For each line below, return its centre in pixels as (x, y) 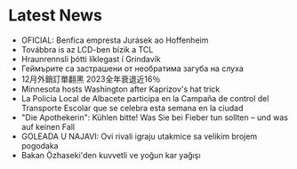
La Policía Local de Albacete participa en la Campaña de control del (145, 98)
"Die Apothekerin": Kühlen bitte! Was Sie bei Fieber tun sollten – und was (154, 117)
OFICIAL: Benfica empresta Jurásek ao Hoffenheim (115, 40)
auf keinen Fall (48, 126)
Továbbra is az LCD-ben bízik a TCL (87, 49)
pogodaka (40, 145)
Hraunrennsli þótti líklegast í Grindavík (91, 59)
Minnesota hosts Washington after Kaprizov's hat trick (120, 89)
